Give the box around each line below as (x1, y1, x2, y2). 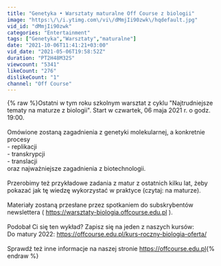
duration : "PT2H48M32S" (7, 55, 75, 62)
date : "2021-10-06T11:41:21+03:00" (7, 42, 109, 49)
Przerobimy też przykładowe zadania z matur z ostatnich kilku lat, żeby (7, 179, 208, 187)
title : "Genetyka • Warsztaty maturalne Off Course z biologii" (7, 10, 195, 17)
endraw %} (7, 252, 39, 261)
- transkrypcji (7, 150, 46, 158)
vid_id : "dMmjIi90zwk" (7, 23, 72, 29)
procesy (7, 135, 31, 144)
